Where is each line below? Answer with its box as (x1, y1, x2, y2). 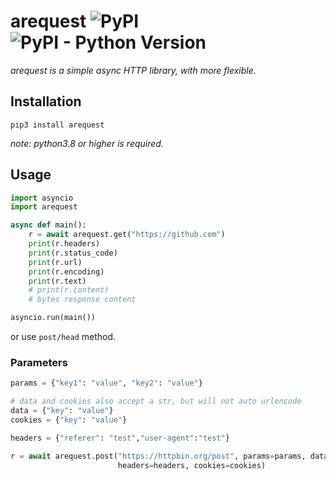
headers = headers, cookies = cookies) (117, 460, 267, 470)
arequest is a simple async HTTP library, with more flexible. (10, 64, 257, 76)
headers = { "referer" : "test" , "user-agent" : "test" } (10, 433, 230, 443)
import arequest (10, 202, 78, 212)
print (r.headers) (28, 239, 101, 249)
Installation (10, 93, 82, 110)
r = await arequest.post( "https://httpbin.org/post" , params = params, (10, 451, 307, 461)
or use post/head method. (10, 331, 117, 343)
